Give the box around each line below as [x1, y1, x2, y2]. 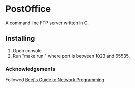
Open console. [12, 47, 43, 53]
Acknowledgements [5, 65, 56, 72]
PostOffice [5, 3, 51, 15]
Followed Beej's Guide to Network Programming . [5, 77, 106, 83]
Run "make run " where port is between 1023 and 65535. [12, 53, 130, 59]
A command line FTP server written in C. [5, 20, 89, 26]
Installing [5, 34, 35, 43]
